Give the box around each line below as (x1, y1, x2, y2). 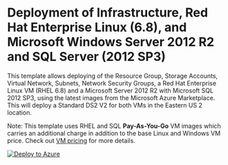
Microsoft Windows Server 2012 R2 (7, 35, 215, 50)
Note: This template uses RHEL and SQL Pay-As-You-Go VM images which (7, 122, 221, 130)
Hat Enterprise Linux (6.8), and (7, 19, 187, 35)
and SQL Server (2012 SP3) (7, 49, 166, 65)
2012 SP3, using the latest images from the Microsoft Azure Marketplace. (7, 93, 216, 101)
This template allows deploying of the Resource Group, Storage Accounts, (7, 71, 218, 80)
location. (7, 108, 32, 117)
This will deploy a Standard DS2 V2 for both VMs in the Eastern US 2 (7, 101, 202, 109)
